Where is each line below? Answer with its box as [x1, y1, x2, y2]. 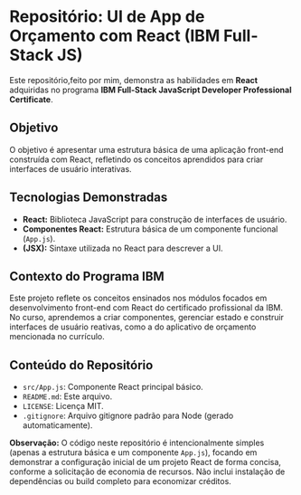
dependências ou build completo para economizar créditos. [9, 476, 232, 487]
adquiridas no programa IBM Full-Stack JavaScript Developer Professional [9, 84, 292, 95]
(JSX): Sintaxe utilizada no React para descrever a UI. [22, 243, 223, 253]
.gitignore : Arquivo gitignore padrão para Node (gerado [22, 410, 234, 422]
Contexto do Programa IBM [9, 269, 165, 284]
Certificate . [9, 93, 53, 105]
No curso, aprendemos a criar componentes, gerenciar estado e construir [9, 312, 285, 323]
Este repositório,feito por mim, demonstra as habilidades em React [9, 74, 259, 85]
